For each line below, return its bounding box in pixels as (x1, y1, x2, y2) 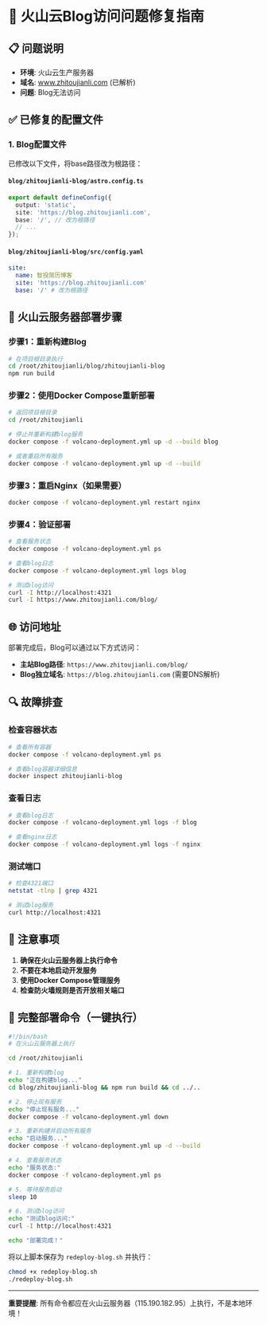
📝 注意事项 (8, 933, 60, 946)
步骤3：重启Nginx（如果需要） (8, 480, 127, 491)
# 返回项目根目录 (8, 408, 57, 417)
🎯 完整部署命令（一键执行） (8, 1011, 143, 1024)
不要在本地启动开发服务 (19, 965, 97, 975)
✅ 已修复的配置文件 (8, 113, 103, 127)
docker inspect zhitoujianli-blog (8, 773, 123, 780)
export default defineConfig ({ (8, 193, 112, 202)
